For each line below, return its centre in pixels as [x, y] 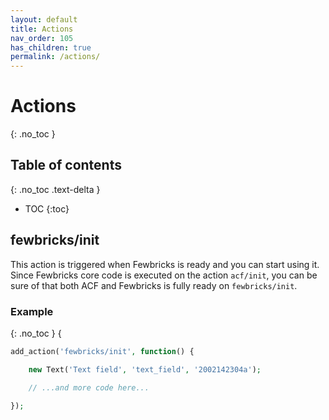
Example [32, 311]
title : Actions [42, 29]
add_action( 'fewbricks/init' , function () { [102, 351]
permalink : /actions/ [55, 57]
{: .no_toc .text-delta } [55, 189]
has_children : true [51, 47]
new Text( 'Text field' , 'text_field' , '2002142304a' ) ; [145, 369]
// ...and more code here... [89, 387]
